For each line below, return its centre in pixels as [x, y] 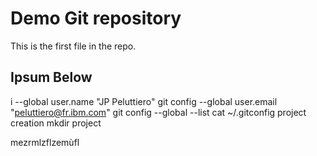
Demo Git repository [96, 18]
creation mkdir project [56, 123]
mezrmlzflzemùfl [45, 142]
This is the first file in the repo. [73, 46]
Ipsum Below [51, 77]
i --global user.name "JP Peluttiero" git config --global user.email [144, 101]
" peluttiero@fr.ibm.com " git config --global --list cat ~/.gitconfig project [158, 112]
